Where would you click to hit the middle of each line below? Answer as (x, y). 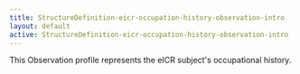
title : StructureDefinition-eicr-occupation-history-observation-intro (147, 18)
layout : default (40, 26)
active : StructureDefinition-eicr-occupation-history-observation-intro (149, 34)
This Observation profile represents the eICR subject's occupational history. (150, 60)
